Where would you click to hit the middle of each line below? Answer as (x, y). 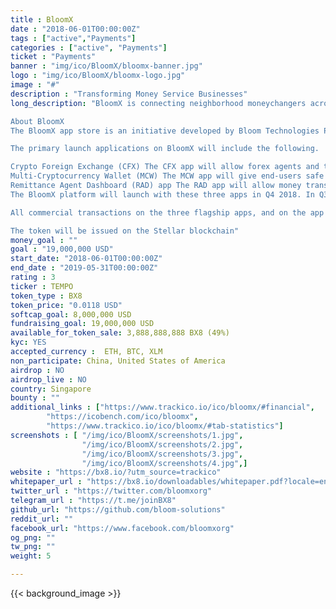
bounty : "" (35, 398)
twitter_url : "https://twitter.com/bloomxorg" (111, 491)
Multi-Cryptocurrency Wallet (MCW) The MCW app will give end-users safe (167, 176)
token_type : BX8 (46, 296)
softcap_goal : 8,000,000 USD (71, 314)
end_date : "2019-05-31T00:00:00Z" (84, 268)
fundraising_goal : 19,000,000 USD (82, 324)
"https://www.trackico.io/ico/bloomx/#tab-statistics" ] (165, 426)
